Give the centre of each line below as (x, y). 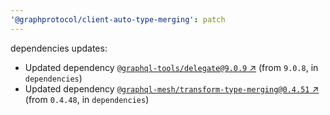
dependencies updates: (59, 48)
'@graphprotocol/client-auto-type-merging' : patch (118, 19)
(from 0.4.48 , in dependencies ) (87, 99)
